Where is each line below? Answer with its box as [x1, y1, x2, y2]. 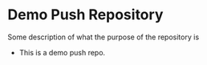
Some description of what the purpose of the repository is [7, 32, 200, 42]
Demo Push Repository [7, 6, 164, 24]
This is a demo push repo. [18, 47, 106, 57]
